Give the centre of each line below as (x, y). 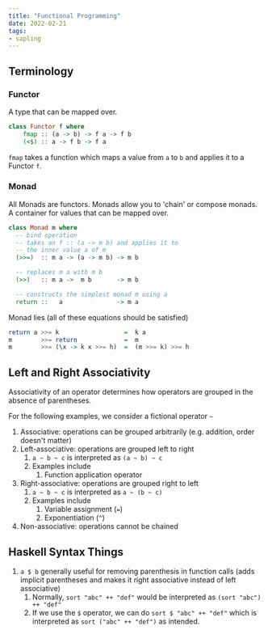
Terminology (41, 71)
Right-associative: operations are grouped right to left (109, 484)
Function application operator (93, 475)
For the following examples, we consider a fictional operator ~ (111, 416)
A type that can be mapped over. (63, 112)
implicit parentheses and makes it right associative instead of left (128, 580)
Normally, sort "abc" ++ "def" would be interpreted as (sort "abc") (147, 597)
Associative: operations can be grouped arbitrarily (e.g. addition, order (137, 432)
